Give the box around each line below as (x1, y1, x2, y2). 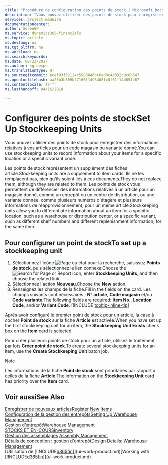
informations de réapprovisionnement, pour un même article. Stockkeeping (5, 202, 158, 208)
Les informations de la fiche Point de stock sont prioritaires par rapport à (5, 368, 156, 374)
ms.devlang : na (5, 40, 37, 45)
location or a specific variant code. (5, 156, 77, 162)
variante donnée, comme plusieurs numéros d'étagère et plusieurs (5, 197, 142, 203)
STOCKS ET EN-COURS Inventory (5, 427, 74, 433)
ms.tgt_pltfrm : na (5, 45, 43, 50)
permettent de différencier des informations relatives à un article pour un (5, 186, 155, 193)
